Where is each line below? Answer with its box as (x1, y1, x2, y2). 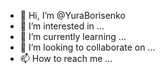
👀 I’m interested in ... (19, 20, 105, 32)
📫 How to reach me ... (19, 53, 113, 64)
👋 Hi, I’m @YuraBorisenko (19, 10, 126, 21)
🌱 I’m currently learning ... (19, 31, 127, 42)
